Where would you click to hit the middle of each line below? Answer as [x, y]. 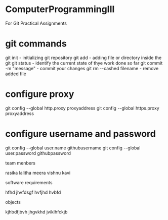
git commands [36, 44]
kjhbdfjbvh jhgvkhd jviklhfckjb [36, 212]
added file [16, 74]
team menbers [20, 163]
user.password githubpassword [38, 153]
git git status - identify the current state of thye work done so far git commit [84, 63]
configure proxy [40, 94]
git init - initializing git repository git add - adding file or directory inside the [83, 58]
